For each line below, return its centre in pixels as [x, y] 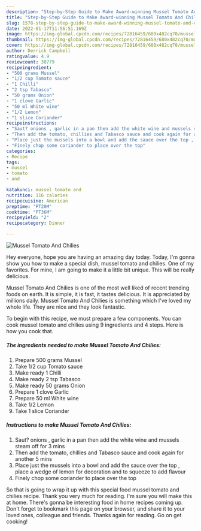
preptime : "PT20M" [29, 206]
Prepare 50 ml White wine [47, 398]
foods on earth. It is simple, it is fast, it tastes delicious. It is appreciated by [98, 294]
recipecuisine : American [37, 201]
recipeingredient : [29, 67]
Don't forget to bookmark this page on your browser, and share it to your [96, 509]
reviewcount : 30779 [31, 62]
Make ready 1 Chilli [38, 373]
